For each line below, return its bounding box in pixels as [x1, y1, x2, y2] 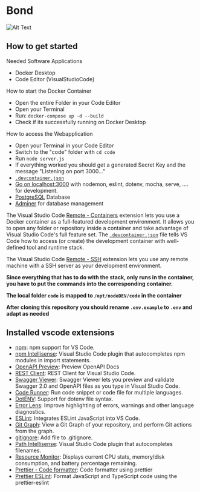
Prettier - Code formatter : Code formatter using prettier [15, 466, 153, 473]
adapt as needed [6, 310, 50, 317]
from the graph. [15, 427, 54, 434]
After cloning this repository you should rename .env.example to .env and [6, 304, 192, 311]
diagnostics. [15, 408, 46, 415]
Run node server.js [15, 155, 65, 162]
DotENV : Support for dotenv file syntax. [15, 395, 114, 402]
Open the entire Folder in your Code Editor [15, 99, 121, 106]
